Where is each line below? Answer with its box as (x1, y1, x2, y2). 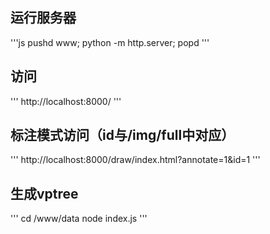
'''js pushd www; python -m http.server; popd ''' (10, 36, 210, 48)
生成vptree (10, 185, 79, 202)
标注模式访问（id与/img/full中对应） (10, 127, 235, 144)
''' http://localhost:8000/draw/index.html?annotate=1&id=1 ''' (10, 154, 261, 166)
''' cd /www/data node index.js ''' (10, 213, 148, 225)
